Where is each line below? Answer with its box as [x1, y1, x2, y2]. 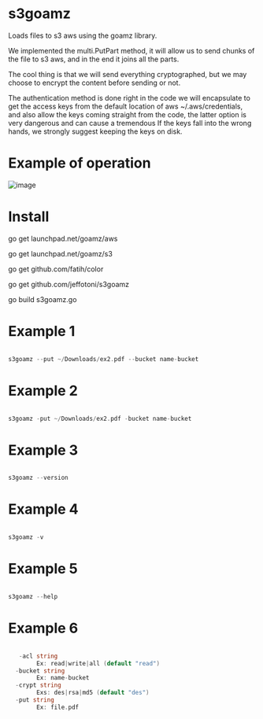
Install [8, 208, 50, 226]
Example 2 [8, 382, 79, 400]
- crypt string [15, 681, 61, 689]
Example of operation [8, 154, 151, 172]
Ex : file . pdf [36, 703, 80, 711]
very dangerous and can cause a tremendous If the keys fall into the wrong [8, 118, 252, 127]
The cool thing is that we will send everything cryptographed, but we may [8, 69, 247, 79]
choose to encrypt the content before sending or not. [8, 78, 181, 87]
